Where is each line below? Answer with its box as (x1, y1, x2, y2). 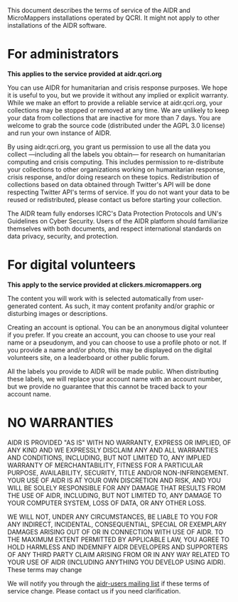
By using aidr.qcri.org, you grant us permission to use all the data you (7, 142, 211, 151)
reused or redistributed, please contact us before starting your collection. (7, 195, 222, 204)
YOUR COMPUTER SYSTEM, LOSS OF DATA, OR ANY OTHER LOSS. (7, 498, 207, 507)
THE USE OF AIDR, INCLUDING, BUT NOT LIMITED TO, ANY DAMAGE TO (7, 491, 222, 500)
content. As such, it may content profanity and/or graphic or (38, 302, 215, 310)
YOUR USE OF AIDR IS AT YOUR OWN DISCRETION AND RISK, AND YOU (7, 476, 222, 485)
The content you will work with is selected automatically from (7, 294, 187, 302)
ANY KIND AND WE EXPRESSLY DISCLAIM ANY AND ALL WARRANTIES (7, 445, 219, 454)
